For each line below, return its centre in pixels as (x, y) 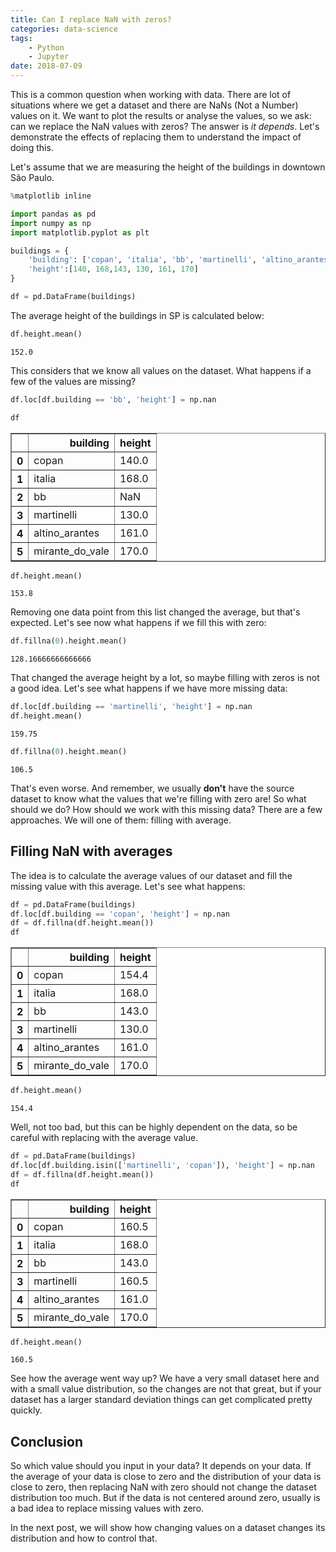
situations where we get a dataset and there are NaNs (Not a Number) (154, 105)
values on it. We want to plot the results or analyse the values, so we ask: (161, 115)
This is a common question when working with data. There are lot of (151, 94)
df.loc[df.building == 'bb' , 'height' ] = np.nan (113, 399)
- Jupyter (49, 57)
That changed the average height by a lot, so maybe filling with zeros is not (165, 678)
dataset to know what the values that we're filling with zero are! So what (158, 798)
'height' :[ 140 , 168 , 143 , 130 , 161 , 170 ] (113, 269)
